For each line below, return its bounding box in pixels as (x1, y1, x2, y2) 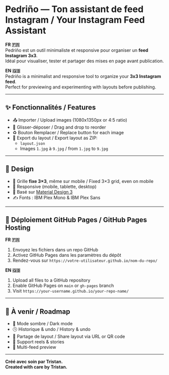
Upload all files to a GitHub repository (12, 277, 91, 284)
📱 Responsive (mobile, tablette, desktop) (12, 183, 97, 190)
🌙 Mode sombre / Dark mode (12, 321, 73, 327)
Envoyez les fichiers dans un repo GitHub (12, 247, 99, 253)
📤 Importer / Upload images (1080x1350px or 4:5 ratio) (12, 117, 127, 123)
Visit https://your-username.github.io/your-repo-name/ (12, 288, 129, 294)
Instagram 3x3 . (5, 52, 38, 58)
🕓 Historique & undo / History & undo (12, 326, 91, 332)
